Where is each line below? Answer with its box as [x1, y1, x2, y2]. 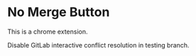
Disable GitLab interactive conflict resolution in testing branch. [7, 41, 190, 49]
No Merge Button [7, 4, 110, 20]
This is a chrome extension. [7, 27, 88, 36]
